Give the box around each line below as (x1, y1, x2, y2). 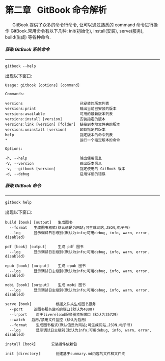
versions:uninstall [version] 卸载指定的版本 (5, 127, 106, 132)
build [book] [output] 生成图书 (5, 220, 73, 225)
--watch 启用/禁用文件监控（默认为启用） (9, 317, 89, 322)
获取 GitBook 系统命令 (5, 46, 50, 52)
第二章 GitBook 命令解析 (5, 4, 107, 16)
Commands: (5, 91, 26, 96)
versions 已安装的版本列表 (5, 101, 110, 106)
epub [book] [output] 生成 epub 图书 (5, 263, 86, 268)
